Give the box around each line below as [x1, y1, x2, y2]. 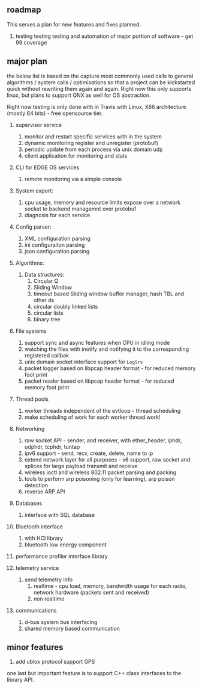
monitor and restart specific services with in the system [24, 132, 162, 140]
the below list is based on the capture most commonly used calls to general [7, 72, 194, 79]
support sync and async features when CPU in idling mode [24, 339, 170, 346]
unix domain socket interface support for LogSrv [24, 358, 143, 365]
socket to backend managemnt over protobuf [24, 205, 137, 212]
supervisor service [15, 121, 62, 128]
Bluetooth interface [15, 523, 64, 530]
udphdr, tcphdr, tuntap [24, 443, 80, 450]
